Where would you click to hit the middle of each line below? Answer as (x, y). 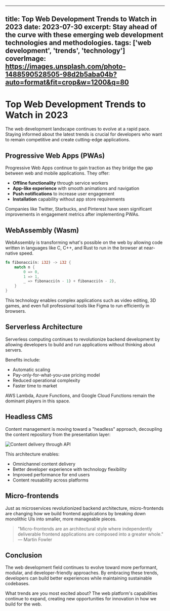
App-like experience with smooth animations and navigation (76, 188)
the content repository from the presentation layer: (58, 434)
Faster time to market (35, 386)
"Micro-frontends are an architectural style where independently (85, 528)
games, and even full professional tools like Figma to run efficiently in (77, 306)
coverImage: (26, 59)
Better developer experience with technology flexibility (70, 469)
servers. (14, 350)
